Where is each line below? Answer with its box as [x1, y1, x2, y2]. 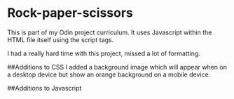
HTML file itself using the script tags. [7, 35, 114, 44]
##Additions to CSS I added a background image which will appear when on [7, 62, 228, 71]
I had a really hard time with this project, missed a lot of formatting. [7, 49, 201, 58]
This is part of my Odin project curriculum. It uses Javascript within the [7, 28, 212, 37]
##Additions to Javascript [7, 84, 82, 92]
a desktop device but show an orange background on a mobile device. [7, 70, 211, 79]
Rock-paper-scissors [7, 5, 133, 21]
